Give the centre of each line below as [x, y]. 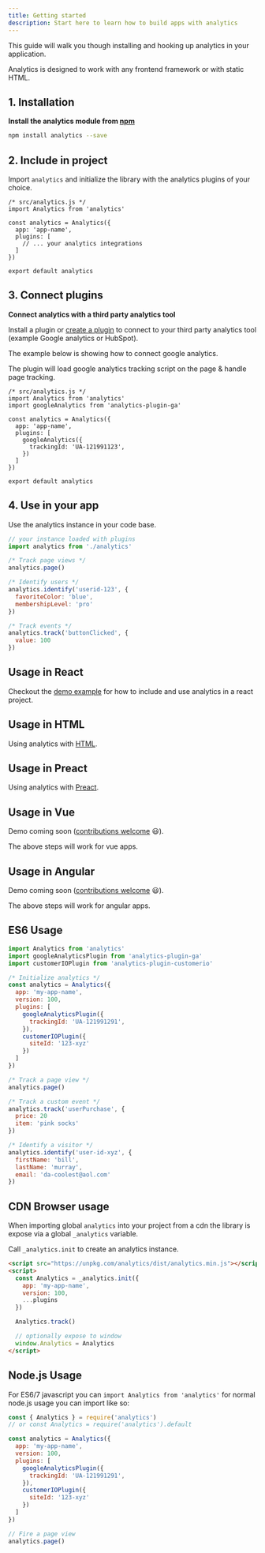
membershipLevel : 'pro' [54, 604]
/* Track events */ [40, 626]
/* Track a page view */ [49, 1080]
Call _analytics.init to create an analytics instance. [93, 1249]
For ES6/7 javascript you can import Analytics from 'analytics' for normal [132, 1394]
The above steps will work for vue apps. [73, 846]
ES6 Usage [35, 930]
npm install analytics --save [58, 136]
